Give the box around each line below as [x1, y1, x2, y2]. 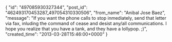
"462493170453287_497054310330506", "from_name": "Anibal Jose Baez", [5, 10, 166, 16]
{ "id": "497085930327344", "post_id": [5, 5, 88, 10]
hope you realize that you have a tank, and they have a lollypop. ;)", [5, 26, 147, 32]
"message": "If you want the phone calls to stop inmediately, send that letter [5, 15, 167, 21]
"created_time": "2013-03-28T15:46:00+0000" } [5, 31, 108, 37]
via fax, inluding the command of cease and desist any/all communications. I [5, 20, 167, 26]
